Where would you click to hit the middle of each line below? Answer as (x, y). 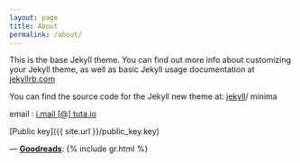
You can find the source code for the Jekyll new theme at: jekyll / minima (143, 96)
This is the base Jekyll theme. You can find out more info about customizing (150, 60)
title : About (34, 26)
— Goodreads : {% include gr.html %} (79, 149)
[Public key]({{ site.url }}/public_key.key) (85, 131)
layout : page (34, 18)
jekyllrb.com (32, 79)
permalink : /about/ (46, 34)
